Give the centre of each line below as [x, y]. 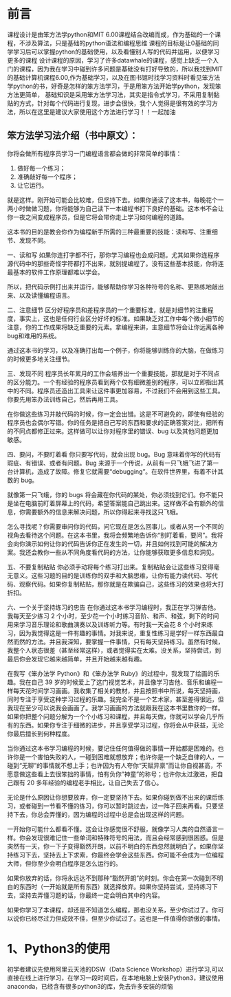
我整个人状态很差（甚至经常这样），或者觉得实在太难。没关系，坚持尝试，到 [114, 650]
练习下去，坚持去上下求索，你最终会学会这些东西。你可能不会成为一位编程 [118, 855]
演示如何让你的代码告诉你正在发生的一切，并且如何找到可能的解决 [118, 543]
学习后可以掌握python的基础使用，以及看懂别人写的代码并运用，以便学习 [116, 52]
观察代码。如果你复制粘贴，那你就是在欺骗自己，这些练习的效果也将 [115, 584]
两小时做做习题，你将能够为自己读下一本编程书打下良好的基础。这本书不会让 [115, 208]
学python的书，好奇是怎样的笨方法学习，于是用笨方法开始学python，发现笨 [114, 86]
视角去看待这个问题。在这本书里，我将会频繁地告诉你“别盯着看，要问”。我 [112, 535]
